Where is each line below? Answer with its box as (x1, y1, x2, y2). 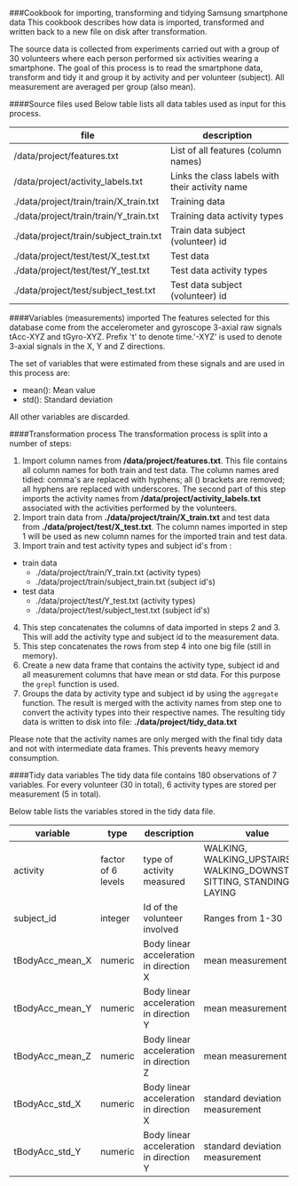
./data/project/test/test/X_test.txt (13, 250, 151, 261)
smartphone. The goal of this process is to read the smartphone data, (9, 62, 263, 73)
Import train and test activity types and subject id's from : (21, 541, 232, 550)
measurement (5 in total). (9, 789, 102, 799)
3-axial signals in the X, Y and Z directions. (9, 341, 166, 351)
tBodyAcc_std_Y (13, 1146, 82, 1158)
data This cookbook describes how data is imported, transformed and (9, 17, 264, 28)
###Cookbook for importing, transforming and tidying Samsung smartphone (9, 8, 288, 18)
